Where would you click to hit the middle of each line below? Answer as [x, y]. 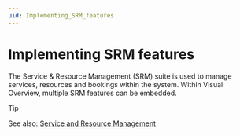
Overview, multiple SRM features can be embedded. [92, 93]
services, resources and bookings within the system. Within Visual [116, 84]
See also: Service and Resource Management [82, 123]
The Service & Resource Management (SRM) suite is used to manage [120, 76]
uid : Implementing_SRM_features [61, 15]
